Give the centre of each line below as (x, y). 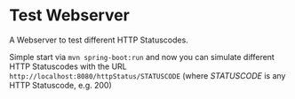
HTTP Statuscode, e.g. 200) (61, 85)
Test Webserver (70, 15)
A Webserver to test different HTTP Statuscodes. (99, 40)
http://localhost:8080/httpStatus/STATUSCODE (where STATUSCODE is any (147, 75)
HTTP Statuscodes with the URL (68, 66)
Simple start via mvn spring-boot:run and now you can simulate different (142, 57)
